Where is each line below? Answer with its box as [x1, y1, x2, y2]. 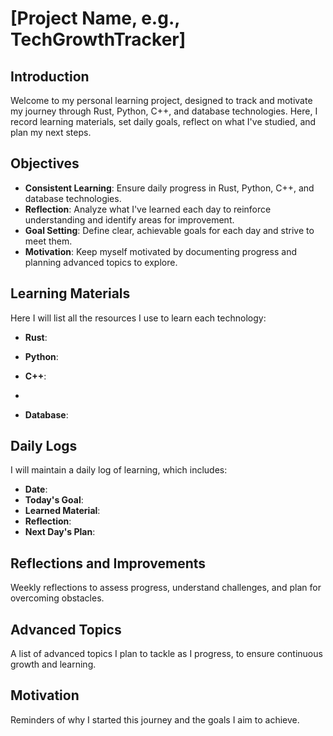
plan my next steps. [10, 127, 92, 138]
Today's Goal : [24, 494, 84, 506]
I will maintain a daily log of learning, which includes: [10, 464, 228, 476]
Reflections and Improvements [10, 555, 207, 572]
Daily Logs [10, 438, 78, 455]
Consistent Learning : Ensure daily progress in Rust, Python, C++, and [24, 182, 315, 194]
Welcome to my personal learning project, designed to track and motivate [10, 95, 313, 106]
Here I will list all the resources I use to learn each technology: [10, 312, 267, 324]
